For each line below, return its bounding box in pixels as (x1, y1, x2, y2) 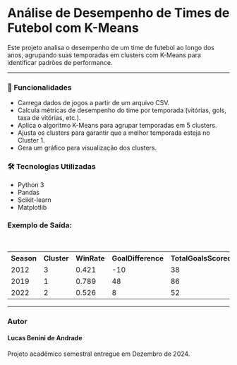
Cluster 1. (17, 136, 45, 145)
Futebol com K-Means (7, 20, 139, 36)
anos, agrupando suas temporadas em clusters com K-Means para (7, 51, 201, 59)
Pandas (17, 188, 40, 196)
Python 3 (17, 180, 44, 189)
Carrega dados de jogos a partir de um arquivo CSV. (17, 99, 170, 107)
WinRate (75, 253, 105, 263)
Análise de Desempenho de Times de (7, 5, 230, 21)
